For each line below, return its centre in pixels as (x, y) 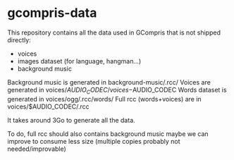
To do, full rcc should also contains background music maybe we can (108, 134)
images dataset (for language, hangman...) (79, 61)
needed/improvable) (37, 149)
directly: (19, 39)
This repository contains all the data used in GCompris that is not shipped (114, 32)
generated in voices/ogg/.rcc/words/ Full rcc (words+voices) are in (105, 99)
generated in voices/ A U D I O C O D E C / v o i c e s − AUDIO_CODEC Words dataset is (117, 91)
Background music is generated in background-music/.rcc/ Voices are (109, 82)
